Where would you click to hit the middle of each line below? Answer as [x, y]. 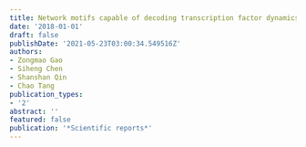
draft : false [34, 35]
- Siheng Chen [36, 69]
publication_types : [46, 94]
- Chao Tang [32, 86]
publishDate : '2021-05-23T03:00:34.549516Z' [95, 43]
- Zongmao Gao [36, 60]
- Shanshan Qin [38, 78]
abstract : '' [34, 111]
